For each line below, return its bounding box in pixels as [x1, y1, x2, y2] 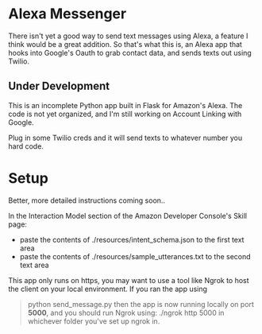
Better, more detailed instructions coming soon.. [8, 196, 165, 205]
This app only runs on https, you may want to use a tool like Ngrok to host [8, 275, 249, 285]
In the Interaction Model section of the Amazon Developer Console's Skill [8, 211, 248, 220]
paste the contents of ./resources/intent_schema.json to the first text [19, 235, 245, 244]
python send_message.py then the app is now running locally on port [27, 299, 254, 309]
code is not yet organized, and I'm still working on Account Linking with [8, 109, 242, 118]
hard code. [8, 141, 44, 151]
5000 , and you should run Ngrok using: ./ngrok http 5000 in [27, 308, 225, 317]
